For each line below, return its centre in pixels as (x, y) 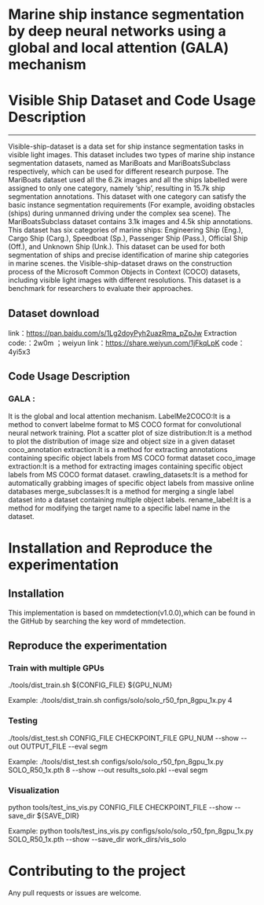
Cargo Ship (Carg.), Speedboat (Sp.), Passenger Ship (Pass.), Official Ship (128, 238)
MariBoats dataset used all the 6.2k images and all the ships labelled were (128, 180)
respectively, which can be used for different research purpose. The (119, 171)
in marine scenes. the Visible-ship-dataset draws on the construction (120, 263)
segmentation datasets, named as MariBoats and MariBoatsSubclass (119, 164)
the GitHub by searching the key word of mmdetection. (97, 621)
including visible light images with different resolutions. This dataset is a (125, 280)
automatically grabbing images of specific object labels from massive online (131, 483)
